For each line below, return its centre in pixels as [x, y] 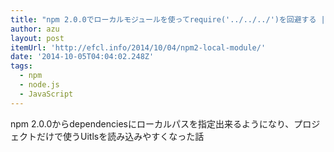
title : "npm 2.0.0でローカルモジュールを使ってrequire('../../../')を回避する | [168, 19]
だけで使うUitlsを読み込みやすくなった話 [120, 136]
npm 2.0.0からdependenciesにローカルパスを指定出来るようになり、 [152, 123]
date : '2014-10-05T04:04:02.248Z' [82, 57]
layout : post [37, 38]
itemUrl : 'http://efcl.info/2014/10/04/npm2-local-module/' [138, 47]
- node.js [39, 85]
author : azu [35, 29]
